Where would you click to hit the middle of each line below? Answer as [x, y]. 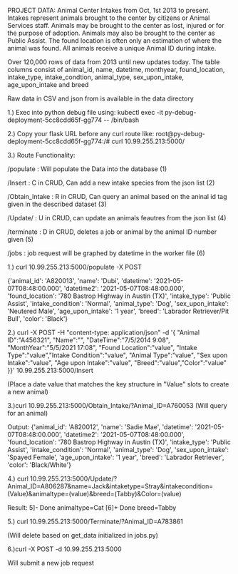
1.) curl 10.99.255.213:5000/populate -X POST [75, 267]
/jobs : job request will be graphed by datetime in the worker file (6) [106, 253]
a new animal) [28, 392]
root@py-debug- [180, 134]
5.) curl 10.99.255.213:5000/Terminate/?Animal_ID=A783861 [95, 521]
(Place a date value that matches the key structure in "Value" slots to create [118, 384]
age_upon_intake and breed [48, 84]
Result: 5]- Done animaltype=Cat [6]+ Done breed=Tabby [92, 508]
